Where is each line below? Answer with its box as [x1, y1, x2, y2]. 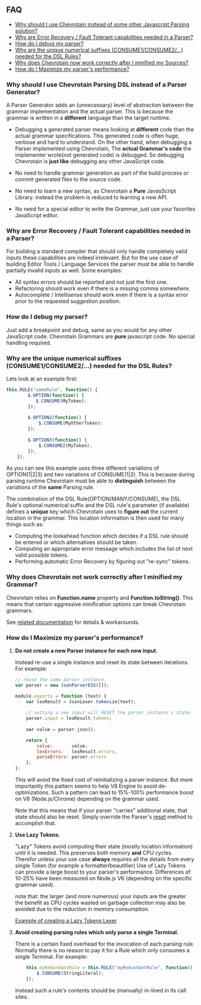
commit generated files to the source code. [14, 176, 122, 183]
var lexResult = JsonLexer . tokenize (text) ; [26, 698, 137, 704]
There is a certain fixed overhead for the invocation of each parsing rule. [14, 940, 195, 947]
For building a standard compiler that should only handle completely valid [6, 248, 188, 255]
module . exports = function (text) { [14, 693, 107, 699]
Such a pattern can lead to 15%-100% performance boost [50, 789, 194, 796]
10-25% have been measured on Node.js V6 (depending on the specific [14, 875, 193, 882]
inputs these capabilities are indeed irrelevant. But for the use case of [6, 254, 178, 262]
